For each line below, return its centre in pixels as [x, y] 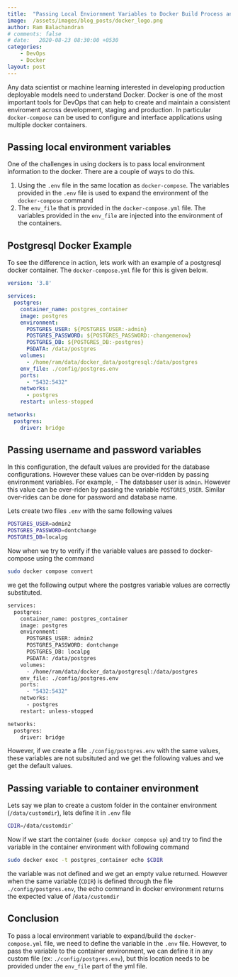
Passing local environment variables [89, 147]
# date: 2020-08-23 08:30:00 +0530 [63, 41]
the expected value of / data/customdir [63, 896]
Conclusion [33, 918]
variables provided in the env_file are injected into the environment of [120, 216]
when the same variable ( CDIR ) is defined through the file [90, 881]
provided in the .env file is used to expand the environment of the [113, 193]
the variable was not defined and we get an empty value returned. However [118, 874]
